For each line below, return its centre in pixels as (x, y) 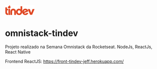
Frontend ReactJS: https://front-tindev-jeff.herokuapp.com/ (64, 61)
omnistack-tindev (42, 33)
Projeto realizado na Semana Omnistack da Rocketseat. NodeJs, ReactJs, (79, 47)
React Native (18, 52)
